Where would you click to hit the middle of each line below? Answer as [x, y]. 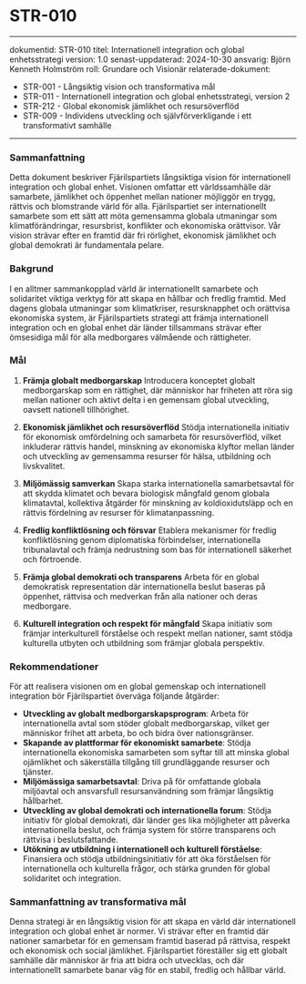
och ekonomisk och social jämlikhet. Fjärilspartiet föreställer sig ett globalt [148, 951]
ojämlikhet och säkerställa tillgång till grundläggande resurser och [146, 763]
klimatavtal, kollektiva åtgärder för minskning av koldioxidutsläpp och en [158, 503]
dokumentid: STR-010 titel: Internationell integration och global [127, 49]
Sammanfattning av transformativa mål [98, 902]
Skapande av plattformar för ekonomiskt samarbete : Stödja [137, 743]
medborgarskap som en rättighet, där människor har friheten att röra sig [158, 390]
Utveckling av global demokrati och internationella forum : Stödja [147, 811]
